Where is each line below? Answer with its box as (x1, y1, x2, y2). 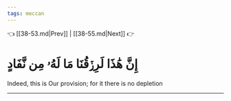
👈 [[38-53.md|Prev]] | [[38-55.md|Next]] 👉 (7, 29, 135, 38)
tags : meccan (7, 10, 45, 17)
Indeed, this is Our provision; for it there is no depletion (7, 79, 163, 87)
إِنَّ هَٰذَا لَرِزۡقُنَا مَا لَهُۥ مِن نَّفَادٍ (7, 56, 138, 71)
